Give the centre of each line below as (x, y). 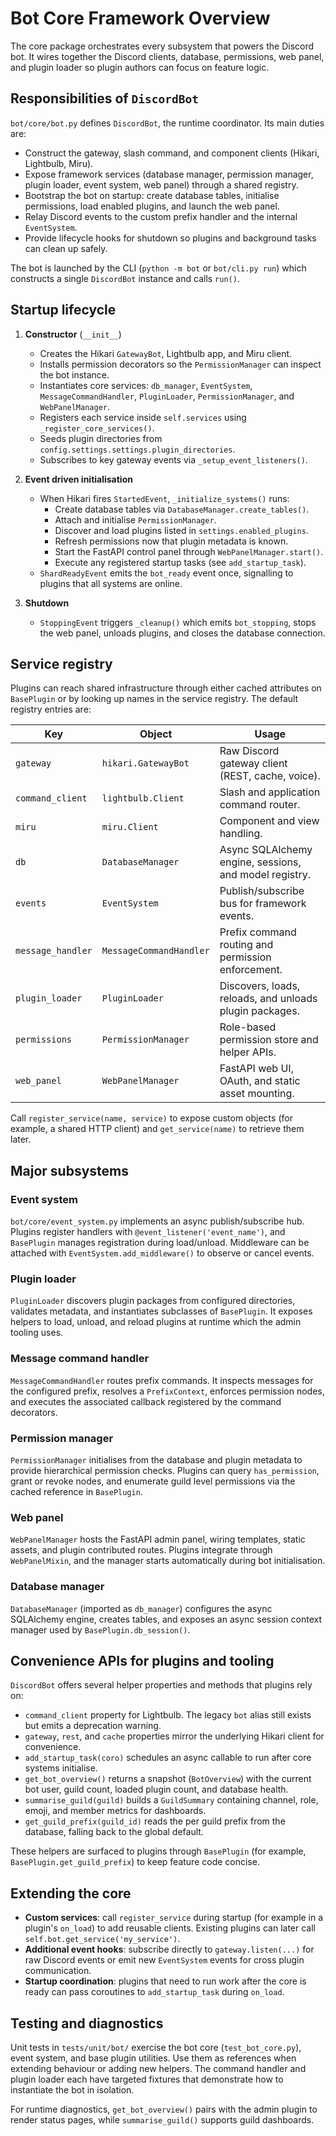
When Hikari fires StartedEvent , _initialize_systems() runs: (164, 498)
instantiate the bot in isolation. (72, 2089)
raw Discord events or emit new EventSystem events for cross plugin (164, 1960)
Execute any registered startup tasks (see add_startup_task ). (180, 562)
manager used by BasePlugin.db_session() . (100, 1629)
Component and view (269, 821)
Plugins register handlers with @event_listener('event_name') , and (148, 1232)
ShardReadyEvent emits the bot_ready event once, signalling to (166, 573)
